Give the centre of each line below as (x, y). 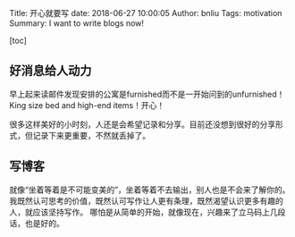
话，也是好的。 (37, 223)
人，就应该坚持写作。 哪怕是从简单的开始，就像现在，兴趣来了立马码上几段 (147, 212)
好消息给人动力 (51, 71)
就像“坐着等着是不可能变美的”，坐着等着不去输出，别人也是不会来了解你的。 (150, 190)
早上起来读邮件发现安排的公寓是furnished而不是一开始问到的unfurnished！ (147, 94)
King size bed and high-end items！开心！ (87, 105)
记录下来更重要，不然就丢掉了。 (91, 135)
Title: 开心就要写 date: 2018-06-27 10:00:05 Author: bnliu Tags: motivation (146, 13)
